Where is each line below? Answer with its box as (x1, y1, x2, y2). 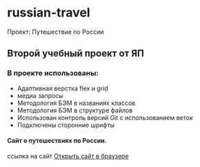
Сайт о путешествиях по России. (7, 137, 107, 145)
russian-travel (7, 5, 91, 21)
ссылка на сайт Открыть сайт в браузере (7, 152, 129, 160)
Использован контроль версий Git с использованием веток (17, 113, 193, 121)
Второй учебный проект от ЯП (7, 48, 145, 59)
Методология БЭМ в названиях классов (17, 99, 136, 107)
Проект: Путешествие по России (7, 28, 104, 36)
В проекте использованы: (7, 68, 99, 78)
